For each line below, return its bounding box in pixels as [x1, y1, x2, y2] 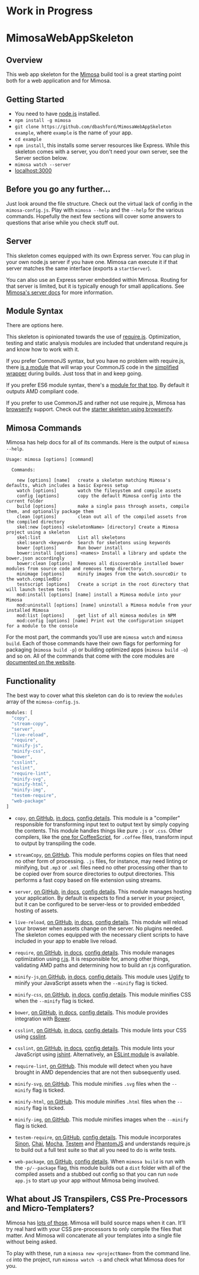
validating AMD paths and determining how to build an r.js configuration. [14, 962, 191, 969]
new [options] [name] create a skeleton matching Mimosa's [17, 478, 171, 483]
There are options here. [6, 322, 64, 329]
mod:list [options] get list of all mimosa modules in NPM [17, 613, 176, 619]
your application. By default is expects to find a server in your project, [14, 894, 185, 902]
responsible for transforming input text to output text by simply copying [14, 821, 189, 828]
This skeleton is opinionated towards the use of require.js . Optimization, [6, 333, 181, 340]
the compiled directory [6, 519, 65, 525]
